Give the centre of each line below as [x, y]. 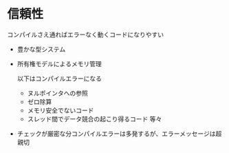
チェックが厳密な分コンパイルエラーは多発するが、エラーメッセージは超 [119, 133]
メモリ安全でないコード [61, 110]
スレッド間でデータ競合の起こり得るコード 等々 [95, 119]
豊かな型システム [41, 49]
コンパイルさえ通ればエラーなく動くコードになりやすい [85, 34]
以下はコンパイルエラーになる [59, 78]
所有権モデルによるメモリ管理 [59, 63]
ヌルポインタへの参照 [57, 93]
